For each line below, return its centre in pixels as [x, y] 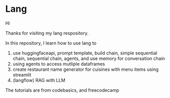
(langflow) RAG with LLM [39, 80]
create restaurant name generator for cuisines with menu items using [86, 69]
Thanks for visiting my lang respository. [47, 33]
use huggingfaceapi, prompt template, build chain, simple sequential [85, 53]
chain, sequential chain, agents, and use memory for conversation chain [89, 58]
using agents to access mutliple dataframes [59, 64]
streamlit [22, 74]
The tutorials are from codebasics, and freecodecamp [62, 90]
